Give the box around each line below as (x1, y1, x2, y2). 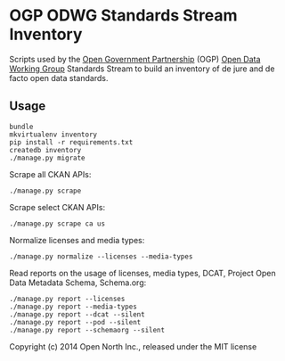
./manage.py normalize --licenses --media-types (9, 251, 193, 261)
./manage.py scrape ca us (9, 219, 105, 228)
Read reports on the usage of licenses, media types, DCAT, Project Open (9, 267, 276, 278)
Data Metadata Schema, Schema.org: (9, 277, 147, 288)
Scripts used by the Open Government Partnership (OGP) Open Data (9, 53, 261, 64)
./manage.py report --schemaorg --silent (9, 325, 166, 334)
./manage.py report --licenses (9, 294, 126, 303)
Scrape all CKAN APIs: (9, 168, 92, 179)
